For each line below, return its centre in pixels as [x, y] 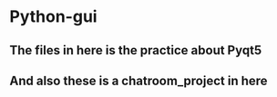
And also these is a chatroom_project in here [138, 80]
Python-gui [53, 17]
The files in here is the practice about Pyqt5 [136, 50]
